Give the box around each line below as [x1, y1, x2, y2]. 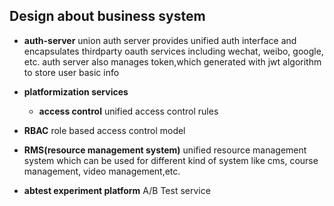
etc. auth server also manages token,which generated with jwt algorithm [23, 55, 322, 68]
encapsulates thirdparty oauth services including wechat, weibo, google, [23, 45, 324, 57]
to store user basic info [23, 66, 120, 78]
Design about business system [9, 8, 206, 25]
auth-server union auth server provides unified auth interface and [23, 34, 297, 46]
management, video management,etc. [23, 165, 181, 177]
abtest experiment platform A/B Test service [23, 184, 211, 196]
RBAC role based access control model [23, 124, 186, 136]
